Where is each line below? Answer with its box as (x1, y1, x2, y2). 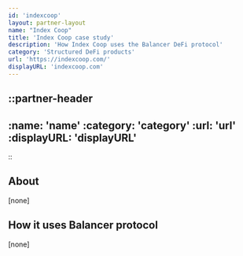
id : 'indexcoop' (8, 11, 61, 20)
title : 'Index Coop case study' (8, 33, 114, 42)
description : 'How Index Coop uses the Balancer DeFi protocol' (8, 41, 223, 49)
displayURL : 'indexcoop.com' (8, 63, 104, 71)
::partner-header (8, 92, 93, 106)
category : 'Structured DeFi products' (8, 48, 135, 56)
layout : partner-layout (8, 19, 87, 27)
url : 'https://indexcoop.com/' (8, 56, 111, 64)
